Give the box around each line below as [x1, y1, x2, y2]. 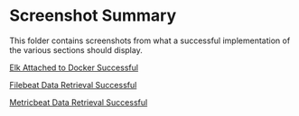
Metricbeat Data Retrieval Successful [9, 96, 148, 108]
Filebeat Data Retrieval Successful [9, 79, 137, 90]
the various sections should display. [9, 44, 143, 55]
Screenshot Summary [9, 5, 177, 26]
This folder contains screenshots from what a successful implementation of [9, 35, 291, 46]
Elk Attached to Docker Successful [9, 62, 138, 73]
